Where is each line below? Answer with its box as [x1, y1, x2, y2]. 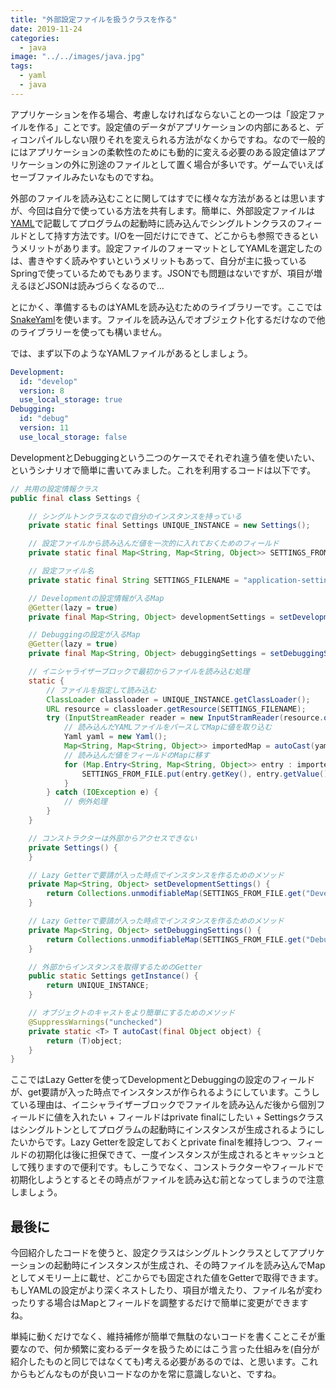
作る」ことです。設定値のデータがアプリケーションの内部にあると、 [36, 121, 316, 133]
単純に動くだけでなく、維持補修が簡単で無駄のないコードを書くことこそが [10, 1331, 317, 1343]
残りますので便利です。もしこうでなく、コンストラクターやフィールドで [27, 1161, 325, 1173]
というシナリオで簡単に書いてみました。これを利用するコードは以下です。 [10, 464, 317, 476]
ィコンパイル [10, 133, 63, 145]
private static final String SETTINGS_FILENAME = [28, 575, 240, 585]
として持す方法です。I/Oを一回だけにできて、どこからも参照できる [27, 229, 302, 241]
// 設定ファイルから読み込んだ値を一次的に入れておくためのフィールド [28, 539, 280, 549]
